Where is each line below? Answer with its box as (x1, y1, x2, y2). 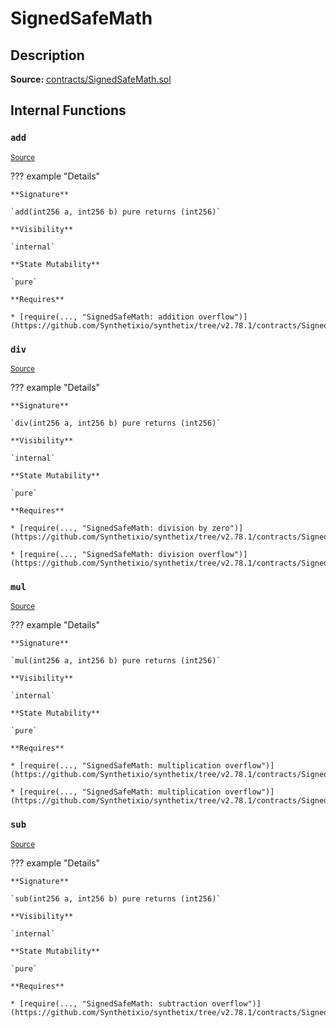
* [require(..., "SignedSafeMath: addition (10, 312, 195, 322)
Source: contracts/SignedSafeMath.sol (10, 73, 172, 85)
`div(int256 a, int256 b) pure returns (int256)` (10, 418, 222, 428)
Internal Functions (10, 102, 127, 119)
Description (10, 47, 85, 64)
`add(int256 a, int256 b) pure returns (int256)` (10, 207, 222, 217)
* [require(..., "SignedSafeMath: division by (10, 523, 208, 533)
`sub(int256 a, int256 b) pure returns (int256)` (10, 893, 222, 904)
